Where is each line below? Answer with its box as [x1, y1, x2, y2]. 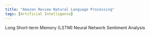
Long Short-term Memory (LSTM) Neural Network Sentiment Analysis [5, 24, 146, 30]
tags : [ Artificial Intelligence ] [5, 12, 73, 16]
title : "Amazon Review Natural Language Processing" [5, 7, 115, 12]
